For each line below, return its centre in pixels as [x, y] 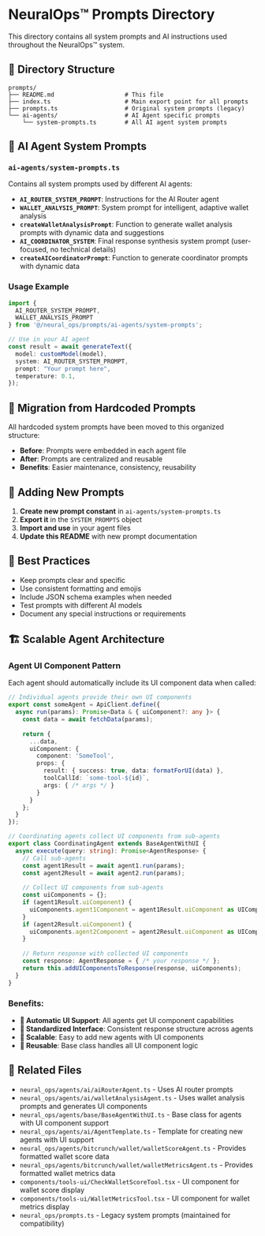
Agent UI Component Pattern [65, 666]
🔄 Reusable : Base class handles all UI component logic [109, 1045]
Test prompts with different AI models [81, 605]
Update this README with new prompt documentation [108, 536]
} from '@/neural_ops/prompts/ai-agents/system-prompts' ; [105, 325]
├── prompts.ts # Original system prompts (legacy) [127, 108]
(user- [241, 241]
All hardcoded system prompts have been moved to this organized [116, 427]
